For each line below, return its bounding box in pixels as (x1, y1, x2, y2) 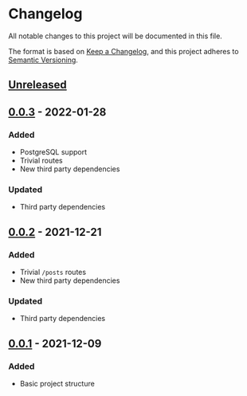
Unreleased (8, 78, 68, 92)
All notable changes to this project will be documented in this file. (8, 31, 223, 41)
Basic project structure (19, 378, 96, 388)
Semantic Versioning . (8, 55, 78, 65)
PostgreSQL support (19, 147, 88, 157)
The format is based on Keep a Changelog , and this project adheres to (8, 46, 239, 56)
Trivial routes (19, 156, 63, 166)
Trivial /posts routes (19, 268, 86, 276)
